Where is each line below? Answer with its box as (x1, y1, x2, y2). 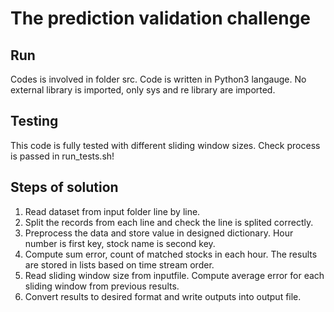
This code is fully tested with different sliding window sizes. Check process (10, 139, 321, 151)
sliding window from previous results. (24, 280, 180, 292)
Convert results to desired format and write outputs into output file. (24, 290, 302, 302)
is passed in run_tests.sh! (10, 150, 115, 162)
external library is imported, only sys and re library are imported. (10, 84, 276, 96)
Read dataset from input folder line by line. (24, 205, 201, 217)
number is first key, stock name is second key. (24, 237, 216, 249)
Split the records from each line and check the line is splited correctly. (24, 216, 314, 228)
